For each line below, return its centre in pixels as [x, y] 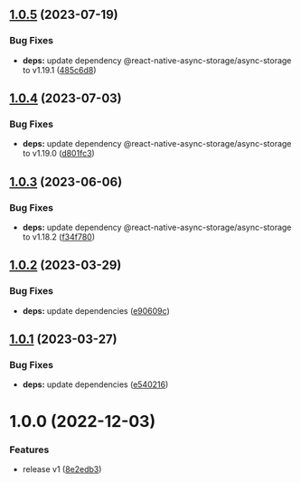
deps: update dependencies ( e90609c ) [96, 310]
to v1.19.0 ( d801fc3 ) [58, 154]
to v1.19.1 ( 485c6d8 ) [59, 70]
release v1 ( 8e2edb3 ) [62, 469]
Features [29, 450]
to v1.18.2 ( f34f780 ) [59, 237]
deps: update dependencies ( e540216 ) [95, 384]
